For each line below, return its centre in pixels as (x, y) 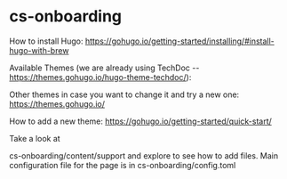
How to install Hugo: (46, 41)
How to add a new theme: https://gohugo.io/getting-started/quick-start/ (141, 121)
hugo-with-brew (39, 50)
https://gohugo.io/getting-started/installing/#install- (180, 41)
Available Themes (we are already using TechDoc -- (104, 68)
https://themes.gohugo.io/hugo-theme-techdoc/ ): (100, 77)
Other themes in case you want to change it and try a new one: (124, 94)
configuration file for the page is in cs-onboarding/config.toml (123, 165)
